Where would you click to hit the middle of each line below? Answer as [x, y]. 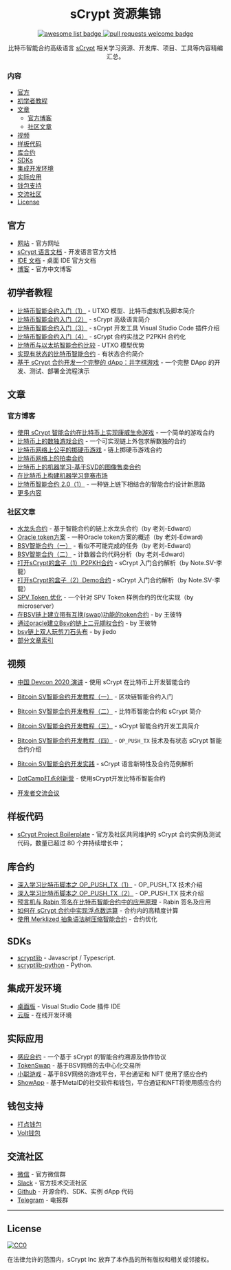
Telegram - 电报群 [43, 1200]
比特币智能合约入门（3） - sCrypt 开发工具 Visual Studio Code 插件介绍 [118, 328]
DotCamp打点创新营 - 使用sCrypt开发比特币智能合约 [91, 778]
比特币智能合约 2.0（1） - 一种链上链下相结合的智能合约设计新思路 [111, 484]
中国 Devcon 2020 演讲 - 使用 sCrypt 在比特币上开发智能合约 [103, 681]
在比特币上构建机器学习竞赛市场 [62, 475]
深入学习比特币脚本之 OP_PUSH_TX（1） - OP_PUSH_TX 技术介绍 [110, 885]
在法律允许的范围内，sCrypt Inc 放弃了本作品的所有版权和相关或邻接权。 [110, 1260]
